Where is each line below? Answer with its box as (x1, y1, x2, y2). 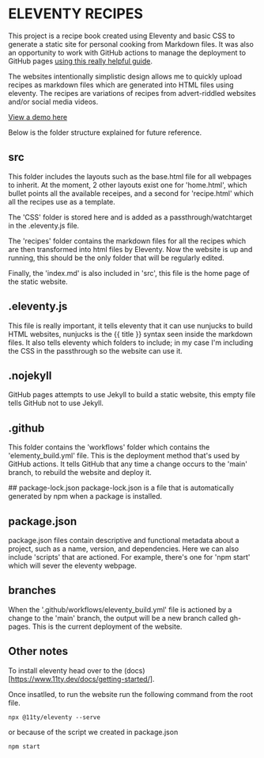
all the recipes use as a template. (8, 197, 116, 206)
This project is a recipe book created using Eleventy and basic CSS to (8, 31, 236, 40)
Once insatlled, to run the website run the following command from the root (8, 689, 253, 699)
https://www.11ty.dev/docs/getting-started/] (10, 674, 153, 683)
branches (8, 584, 57, 597)
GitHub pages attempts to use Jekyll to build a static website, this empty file (8, 390, 256, 400)
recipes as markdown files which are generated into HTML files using (8, 80, 235, 90)
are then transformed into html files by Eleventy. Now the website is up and (8, 244, 253, 254)
